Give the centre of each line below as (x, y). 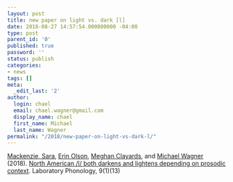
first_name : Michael (43, 123)
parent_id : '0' (29, 40)
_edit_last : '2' (37, 91)
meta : (15, 85)
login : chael (32, 104)
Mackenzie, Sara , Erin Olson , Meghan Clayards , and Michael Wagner (105, 156)
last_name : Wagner (40, 130)
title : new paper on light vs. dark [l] (67, 20)
